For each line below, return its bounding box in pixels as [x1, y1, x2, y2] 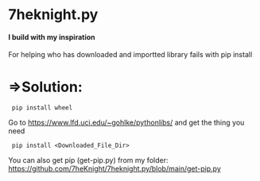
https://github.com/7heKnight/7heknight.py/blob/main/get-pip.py [8, 164, 221, 174]
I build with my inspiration [8, 32, 95, 41]
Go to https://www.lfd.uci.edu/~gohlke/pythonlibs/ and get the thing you [8, 117, 245, 128]
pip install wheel [11, 104, 73, 112]
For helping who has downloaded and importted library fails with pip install [8, 50, 253, 60]
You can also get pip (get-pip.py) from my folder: [8, 156, 169, 165]
